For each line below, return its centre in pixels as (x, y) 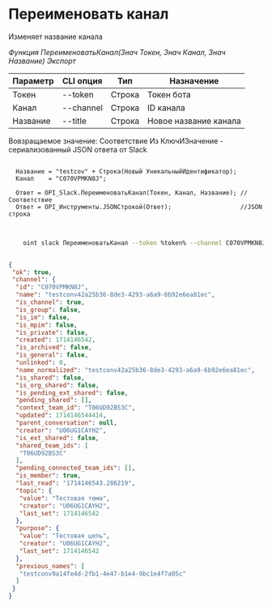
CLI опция (82, 80)
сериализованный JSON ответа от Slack (78, 149)
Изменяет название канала (55, 36)
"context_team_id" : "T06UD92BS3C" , (76, 408)
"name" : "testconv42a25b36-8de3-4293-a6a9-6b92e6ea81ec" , (116, 295)
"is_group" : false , (49, 310)
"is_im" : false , (43, 317)
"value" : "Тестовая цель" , (65, 536)
